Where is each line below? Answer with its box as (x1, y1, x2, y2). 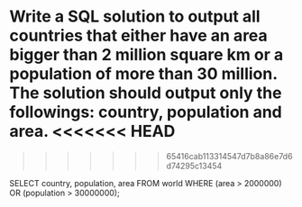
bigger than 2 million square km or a (9, 45, 284, 65)
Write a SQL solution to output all (9, 6, 261, 27)
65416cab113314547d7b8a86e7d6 (166, 150, 293, 161)
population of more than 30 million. (9, 64, 278, 85)
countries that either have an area (9, 25, 268, 46)
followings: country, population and (9, 102, 282, 122)
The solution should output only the (9, 83, 282, 103)
